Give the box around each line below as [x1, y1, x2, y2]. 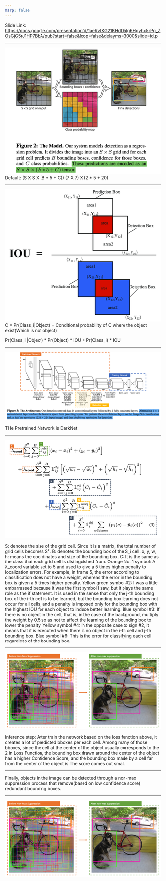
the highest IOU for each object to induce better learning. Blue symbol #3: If [5, 606, 160, 612]
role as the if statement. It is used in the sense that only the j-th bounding [5, 590, 154, 596]
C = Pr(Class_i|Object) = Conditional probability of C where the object [5, 322, 147, 328]
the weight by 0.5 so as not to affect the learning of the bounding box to [5, 617, 152, 623]
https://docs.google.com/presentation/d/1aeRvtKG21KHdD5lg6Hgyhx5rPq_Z [5, 27, 161, 33]
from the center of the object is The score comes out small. [5, 761, 126, 767]
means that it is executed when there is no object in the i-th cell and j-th [5, 627, 152, 633]
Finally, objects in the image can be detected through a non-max [5, 775, 137, 781]
